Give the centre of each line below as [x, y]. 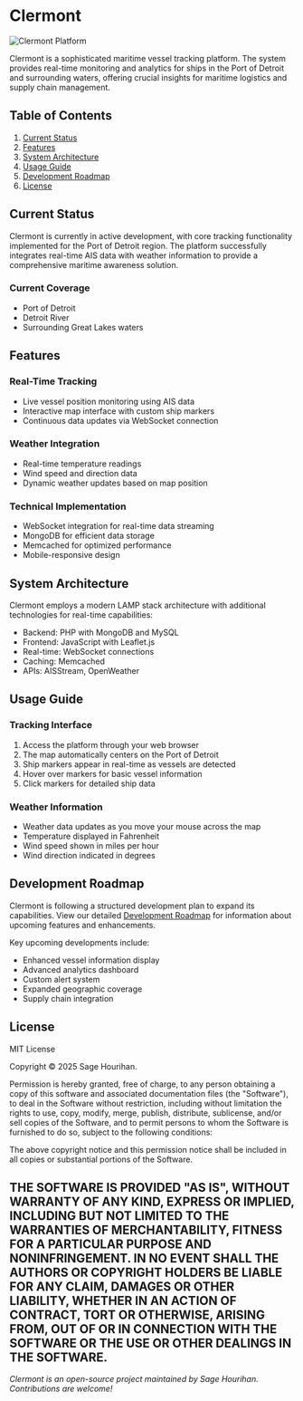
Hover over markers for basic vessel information [112, 773]
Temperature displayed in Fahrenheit [91, 836]
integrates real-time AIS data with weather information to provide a [134, 255]
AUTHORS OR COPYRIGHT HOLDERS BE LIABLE [146, 1272]
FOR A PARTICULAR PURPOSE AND [111, 1244]
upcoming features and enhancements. [83, 925]
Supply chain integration [68, 998]
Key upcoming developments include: [80, 942]
